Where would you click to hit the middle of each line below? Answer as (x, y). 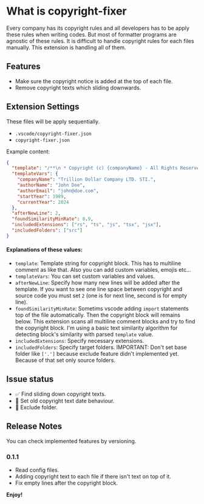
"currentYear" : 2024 (43, 202)
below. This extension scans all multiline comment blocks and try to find (105, 322)
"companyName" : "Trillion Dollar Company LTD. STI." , (87, 180)
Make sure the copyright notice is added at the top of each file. (94, 81)
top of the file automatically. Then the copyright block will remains (98, 315)
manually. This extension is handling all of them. (66, 47)
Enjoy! (15, 494)
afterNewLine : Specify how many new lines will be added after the (97, 283)
